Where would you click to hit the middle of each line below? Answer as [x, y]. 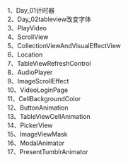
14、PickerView [30, 125]
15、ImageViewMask [37, 134]
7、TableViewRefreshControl [49, 63]
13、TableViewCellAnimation [49, 116]
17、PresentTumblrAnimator [48, 152]
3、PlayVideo [27, 28]
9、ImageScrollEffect [38, 81]
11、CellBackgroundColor [44, 99]
